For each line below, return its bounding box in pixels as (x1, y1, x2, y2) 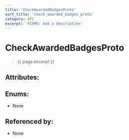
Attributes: (5, 73, 40, 82)
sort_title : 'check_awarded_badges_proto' (5, 12, 94, 17)
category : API (5, 16, 35, 21)
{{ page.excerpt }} (17, 59, 54, 65)
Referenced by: (5, 117, 53, 126)
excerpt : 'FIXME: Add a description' (5, 21, 83, 26)
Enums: (5, 90, 29, 98)
